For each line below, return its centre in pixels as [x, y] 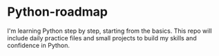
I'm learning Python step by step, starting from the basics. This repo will [109, 31]
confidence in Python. [39, 45]
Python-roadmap [58, 12]
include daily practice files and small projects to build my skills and [102, 38]
